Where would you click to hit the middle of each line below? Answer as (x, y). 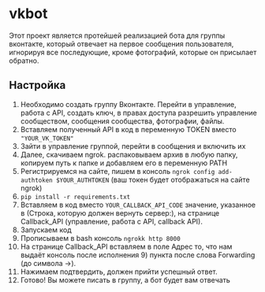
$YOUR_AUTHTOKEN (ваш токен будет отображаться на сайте (153, 179)
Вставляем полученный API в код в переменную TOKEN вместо (128, 129)
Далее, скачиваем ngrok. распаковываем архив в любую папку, (129, 154)
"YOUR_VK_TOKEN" (47, 139)
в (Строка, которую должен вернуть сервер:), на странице (120, 213)
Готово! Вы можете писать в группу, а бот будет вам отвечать (125, 279)
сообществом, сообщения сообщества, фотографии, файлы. (122, 121)
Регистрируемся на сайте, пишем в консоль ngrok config (118, 171)
